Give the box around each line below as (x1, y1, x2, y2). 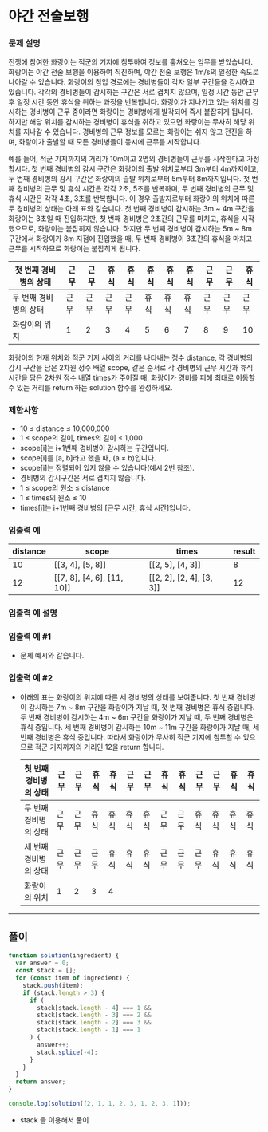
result (232, 546, 256, 557)
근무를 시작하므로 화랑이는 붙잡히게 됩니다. (8, 244, 141, 254)
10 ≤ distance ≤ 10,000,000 (19, 424, 110, 433)
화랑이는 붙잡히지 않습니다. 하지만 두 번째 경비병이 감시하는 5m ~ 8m (37, 224, 253, 234)
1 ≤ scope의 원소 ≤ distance (19, 483, 110, 492)
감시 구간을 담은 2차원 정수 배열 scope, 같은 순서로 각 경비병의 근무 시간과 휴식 (8, 363, 254, 373)
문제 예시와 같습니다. (19, 651, 85, 661)
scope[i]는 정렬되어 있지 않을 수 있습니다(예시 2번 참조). (19, 463, 195, 472)
